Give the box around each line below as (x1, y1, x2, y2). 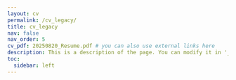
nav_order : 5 (7, 36, 46, 43)
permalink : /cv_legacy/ (7, 17, 77, 24)
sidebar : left (13, 62, 55, 69)
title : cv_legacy (7, 23, 58, 30)
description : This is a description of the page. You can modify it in (7, 49, 221, 56)
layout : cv (7, 10, 39, 17)
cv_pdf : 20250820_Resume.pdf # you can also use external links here (7, 42, 216, 49)
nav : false (7, 29, 39, 37)
